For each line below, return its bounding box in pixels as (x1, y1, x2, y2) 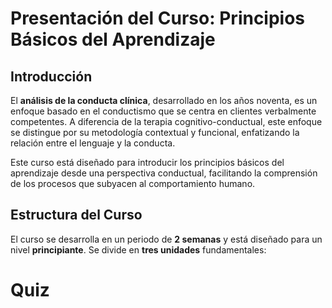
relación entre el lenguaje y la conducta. (10, 137, 176, 149)
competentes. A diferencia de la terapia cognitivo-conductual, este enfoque (10, 116, 323, 127)
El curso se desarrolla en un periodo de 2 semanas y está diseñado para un (10, 233, 323, 245)
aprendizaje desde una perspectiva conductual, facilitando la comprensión (10, 167, 318, 179)
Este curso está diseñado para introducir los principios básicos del (10, 157, 285, 168)
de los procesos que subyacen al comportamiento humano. (10, 178, 256, 189)
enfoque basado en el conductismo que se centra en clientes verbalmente (10, 105, 317, 117)
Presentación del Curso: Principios (10, 7, 306, 30)
